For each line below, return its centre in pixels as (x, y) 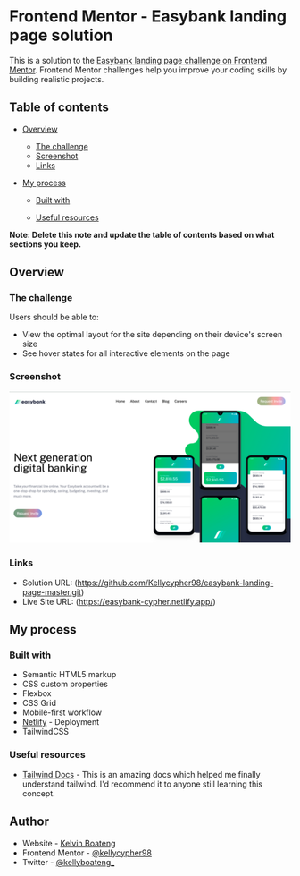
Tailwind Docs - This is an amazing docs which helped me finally (141, 774)
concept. (38, 793)
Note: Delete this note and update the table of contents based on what (142, 234)
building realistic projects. (57, 79)
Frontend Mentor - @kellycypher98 (87, 853)
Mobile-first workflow (62, 712)
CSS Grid (39, 703)
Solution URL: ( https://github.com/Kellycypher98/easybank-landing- (148, 583)
